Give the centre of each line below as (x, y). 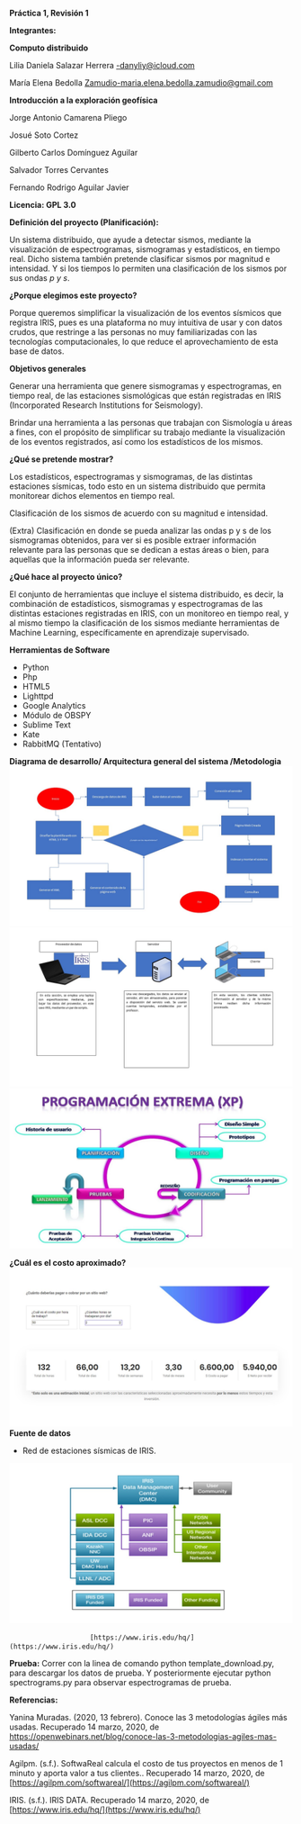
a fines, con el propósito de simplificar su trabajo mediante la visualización (147, 432)
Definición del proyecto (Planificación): (84, 222)
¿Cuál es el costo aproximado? (68, 1262)
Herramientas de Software (60, 650)
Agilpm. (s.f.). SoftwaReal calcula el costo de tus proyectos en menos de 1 (146, 1763)
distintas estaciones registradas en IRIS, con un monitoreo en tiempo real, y (149, 613)
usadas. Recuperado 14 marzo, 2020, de (84, 1727)
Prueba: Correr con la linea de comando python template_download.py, (142, 1663)
